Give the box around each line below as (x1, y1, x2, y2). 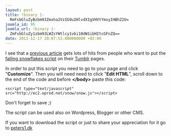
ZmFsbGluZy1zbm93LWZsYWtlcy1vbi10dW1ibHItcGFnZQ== (10, 31, 120, 36)
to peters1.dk (5, 125, 33, 131)
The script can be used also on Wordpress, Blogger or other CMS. (5, 109, 144, 116)
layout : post (5, 7, 33, 13)
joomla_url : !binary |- (5, 27, 56, 32)
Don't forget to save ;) (5, 99, 52, 105)
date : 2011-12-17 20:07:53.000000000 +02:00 (5, 36, 102, 41)
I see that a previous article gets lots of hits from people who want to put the (5, 50, 166, 56)
